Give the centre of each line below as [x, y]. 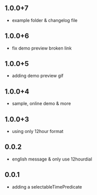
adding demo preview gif [37, 76]
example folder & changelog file [45, 20]
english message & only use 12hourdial [52, 159]
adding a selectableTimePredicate [47, 186]
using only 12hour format [37, 131]
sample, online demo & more [41, 103]
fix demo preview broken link [42, 48]
